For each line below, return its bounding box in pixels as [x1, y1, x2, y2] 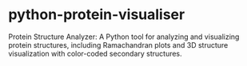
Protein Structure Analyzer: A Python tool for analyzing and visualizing [8, 32, 240, 41]
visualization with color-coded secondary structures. [8, 49, 182, 58]
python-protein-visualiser [8, 6, 185, 24]
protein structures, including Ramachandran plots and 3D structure [8, 40, 229, 49]
